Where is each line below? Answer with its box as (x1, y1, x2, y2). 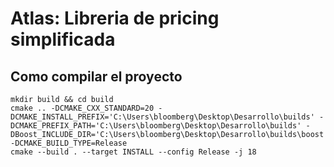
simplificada (10, 28, 116, 51)
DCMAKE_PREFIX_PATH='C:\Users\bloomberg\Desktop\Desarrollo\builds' (10, 121, 302, 131)
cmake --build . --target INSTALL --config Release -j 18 (10, 147, 257, 157)
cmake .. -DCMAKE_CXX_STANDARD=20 (10, 103, 155, 113)
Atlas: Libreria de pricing (10, 7, 220, 30)
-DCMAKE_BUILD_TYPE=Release (10, 138, 128, 148)
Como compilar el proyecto (10, 68, 183, 85)
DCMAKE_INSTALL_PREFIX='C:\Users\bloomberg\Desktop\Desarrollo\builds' (10, 112, 315, 122)
